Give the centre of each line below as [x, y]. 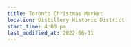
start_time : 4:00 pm [37, 26]
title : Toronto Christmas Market [55, 13]
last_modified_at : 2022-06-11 [51, 33]
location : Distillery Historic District [66, 20]
